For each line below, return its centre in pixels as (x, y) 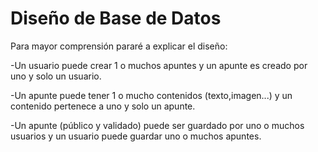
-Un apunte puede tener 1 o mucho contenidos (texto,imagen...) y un (151, 95)
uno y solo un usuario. (56, 76)
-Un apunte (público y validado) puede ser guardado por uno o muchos (157, 125)
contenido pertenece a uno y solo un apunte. (103, 106)
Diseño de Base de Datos (116, 18)
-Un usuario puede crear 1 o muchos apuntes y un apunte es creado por (159, 65)
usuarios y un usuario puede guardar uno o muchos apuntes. (136, 136)
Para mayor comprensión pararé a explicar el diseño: (119, 46)
